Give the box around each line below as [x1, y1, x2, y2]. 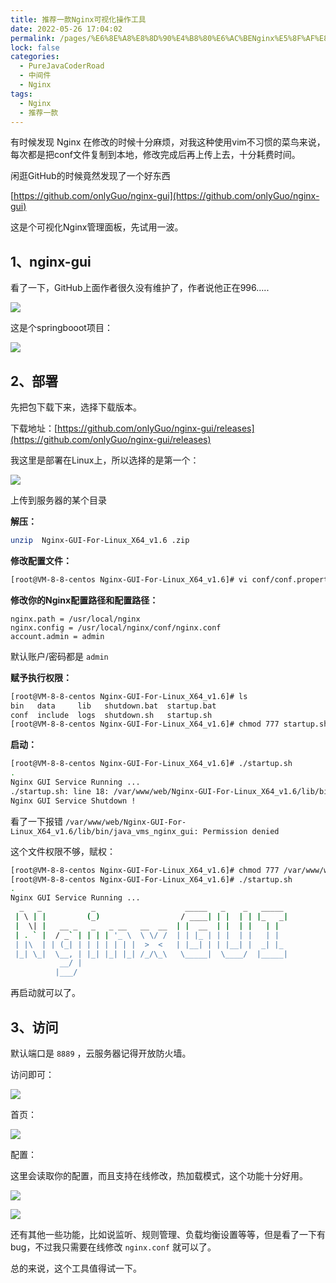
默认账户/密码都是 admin [10, 650, 109, 662]
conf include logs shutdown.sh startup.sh [10, 710, 213, 720]
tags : [10, 89, 33, 99]
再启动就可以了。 [10, 987, 81, 999]
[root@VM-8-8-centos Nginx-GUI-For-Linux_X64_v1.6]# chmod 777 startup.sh [10, 719, 329, 730]
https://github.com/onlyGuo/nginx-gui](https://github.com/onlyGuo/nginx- [13, 190, 320, 202]
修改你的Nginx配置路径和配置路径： [10, 594, 159, 606]
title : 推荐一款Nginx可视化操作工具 [10, 14, 147, 25]
